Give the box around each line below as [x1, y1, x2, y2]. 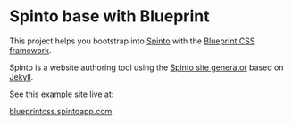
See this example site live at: [9, 89, 114, 99]
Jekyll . [9, 71, 34, 82]
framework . [9, 44, 52, 55]
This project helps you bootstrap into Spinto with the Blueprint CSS [9, 35, 255, 46]
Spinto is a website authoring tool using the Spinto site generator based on [9, 62, 284, 73]
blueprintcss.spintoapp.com [9, 105, 113, 116]
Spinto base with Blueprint [9, 6, 210, 27]
